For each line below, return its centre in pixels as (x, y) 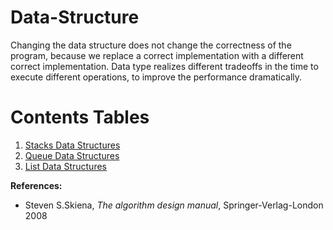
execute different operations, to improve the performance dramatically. (156, 77)
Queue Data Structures (72, 155)
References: (36, 185)
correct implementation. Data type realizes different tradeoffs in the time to (164, 66)
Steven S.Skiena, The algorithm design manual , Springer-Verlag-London (174, 205)
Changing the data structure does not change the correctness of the (151, 45)
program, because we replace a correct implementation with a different (157, 55)
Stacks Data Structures (72, 145)
